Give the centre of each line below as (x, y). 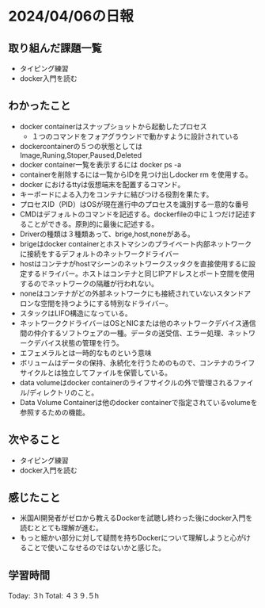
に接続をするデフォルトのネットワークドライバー (99, 254)
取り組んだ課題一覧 (55, 48)
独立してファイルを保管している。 (117, 373)
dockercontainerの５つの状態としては (81, 146)
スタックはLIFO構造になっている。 (76, 313)
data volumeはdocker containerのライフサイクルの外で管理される (126, 382)
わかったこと (40, 106)
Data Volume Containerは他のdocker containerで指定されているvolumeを (138, 402)
